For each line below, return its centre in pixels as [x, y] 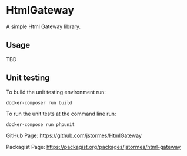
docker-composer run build [39, 103]
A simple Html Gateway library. [44, 26]
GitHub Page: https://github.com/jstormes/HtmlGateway [74, 135]
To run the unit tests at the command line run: [61, 114]
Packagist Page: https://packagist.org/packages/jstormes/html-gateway [93, 147]
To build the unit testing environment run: [56, 92]
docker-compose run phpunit [41, 124]
